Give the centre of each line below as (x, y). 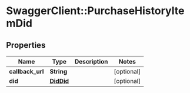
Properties (26, 45)
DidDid (59, 81)
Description (91, 62)
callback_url (26, 72)
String (59, 72)
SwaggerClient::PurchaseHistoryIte (95, 11)
